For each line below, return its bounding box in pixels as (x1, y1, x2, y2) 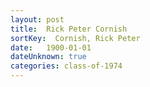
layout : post (10, 14, 65, 25)
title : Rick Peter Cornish (10, 24, 128, 34)
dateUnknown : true (10, 52, 87, 62)
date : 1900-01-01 (10, 42, 92, 53)
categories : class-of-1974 (10, 61, 123, 71)
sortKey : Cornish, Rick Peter (10, 33, 141, 43)
